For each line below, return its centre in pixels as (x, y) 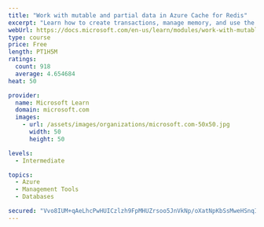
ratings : (22, 60)
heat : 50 (22, 81)
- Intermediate (40, 161)
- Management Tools (47, 189)
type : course (29, 37)
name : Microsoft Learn (52, 103)
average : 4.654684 (46, 74)
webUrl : (21, 30)
